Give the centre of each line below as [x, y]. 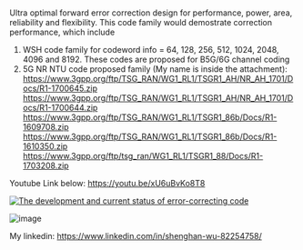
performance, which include [62, 32]
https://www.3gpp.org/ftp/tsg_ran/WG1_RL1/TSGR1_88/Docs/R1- [143, 156]
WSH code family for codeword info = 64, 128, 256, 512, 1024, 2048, [151, 50]
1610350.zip [45, 146]
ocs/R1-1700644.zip [60, 108]
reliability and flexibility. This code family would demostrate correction [141, 23]
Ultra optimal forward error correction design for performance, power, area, [151, 13]
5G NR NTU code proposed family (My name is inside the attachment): [155, 69]
